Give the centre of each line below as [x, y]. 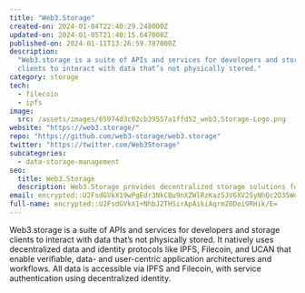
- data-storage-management [69, 162]
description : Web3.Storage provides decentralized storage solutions [152, 187]
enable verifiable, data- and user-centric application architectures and [141, 258]
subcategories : [38, 153]
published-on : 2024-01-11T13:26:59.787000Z [93, 43]
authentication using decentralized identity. [90, 278]
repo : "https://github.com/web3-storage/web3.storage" [115, 136]
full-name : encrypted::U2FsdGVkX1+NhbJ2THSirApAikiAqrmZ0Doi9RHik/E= [144, 204]
